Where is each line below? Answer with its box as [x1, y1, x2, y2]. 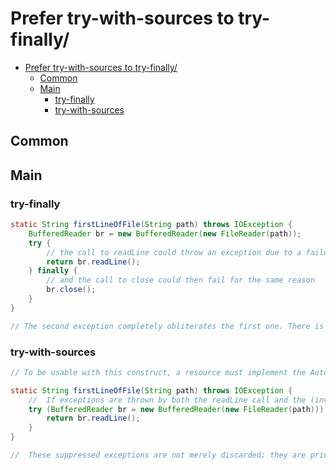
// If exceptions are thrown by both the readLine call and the [28, 395, 307, 405]
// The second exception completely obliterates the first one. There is [10, 321, 325, 331]
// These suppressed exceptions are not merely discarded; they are [10, 450, 307, 461]
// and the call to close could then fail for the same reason [46, 275, 315, 286]
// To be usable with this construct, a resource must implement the [10, 367, 307, 377]
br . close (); [46, 285, 97, 295]
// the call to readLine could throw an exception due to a [46, 247, 302, 257]
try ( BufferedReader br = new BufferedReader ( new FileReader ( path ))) [28, 404, 325, 414]
